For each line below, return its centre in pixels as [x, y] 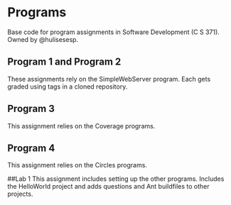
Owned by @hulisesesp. [43, 39]
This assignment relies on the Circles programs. [77, 165]
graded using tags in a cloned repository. [68, 87]
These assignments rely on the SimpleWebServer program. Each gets [109, 79]
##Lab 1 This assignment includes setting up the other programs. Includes [116, 179]
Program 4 [31, 148]
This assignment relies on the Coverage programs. [81, 126]
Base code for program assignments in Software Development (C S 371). [114, 32]
